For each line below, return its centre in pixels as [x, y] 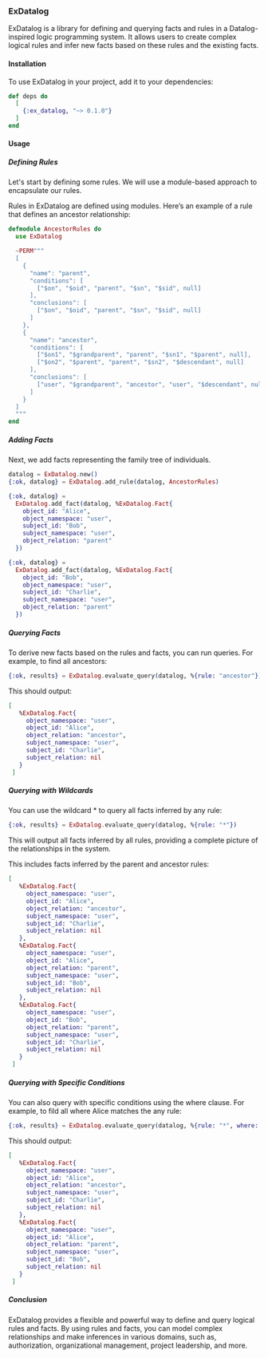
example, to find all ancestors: [58, 661]
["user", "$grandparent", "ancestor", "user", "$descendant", [142, 385]
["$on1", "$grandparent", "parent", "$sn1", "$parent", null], [144, 355]
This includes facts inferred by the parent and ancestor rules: [109, 864]
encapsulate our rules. [45, 191]
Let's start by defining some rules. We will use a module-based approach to [133, 182]
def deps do [28, 96]
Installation [27, 63]
